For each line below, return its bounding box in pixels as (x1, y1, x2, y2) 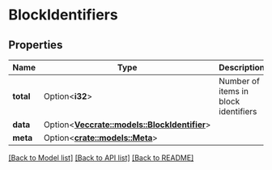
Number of (218, 75, 261, 87)
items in (218, 86, 249, 96)
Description (218, 62, 266, 73)
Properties (8, 38, 63, 52)
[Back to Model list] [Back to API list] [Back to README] (8, 153, 194, 163)
